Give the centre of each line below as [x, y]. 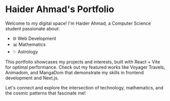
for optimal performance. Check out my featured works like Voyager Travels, [85, 67]
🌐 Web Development [35, 38]
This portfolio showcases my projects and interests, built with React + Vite [83, 62]
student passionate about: [32, 28]
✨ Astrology [25, 52]
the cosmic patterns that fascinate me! [46, 93]
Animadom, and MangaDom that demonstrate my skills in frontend [75, 72]
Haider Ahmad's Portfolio [60, 9]
